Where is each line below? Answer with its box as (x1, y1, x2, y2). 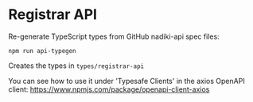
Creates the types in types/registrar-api (8, 61, 145, 70)
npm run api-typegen (8, 47, 77, 55)
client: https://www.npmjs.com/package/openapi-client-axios (8, 85, 210, 94)
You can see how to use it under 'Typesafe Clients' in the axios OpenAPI (8, 76, 245, 85)
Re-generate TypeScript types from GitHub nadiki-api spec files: (8, 32, 220, 41)
